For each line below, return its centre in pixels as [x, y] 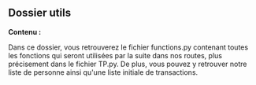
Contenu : [25, 31]
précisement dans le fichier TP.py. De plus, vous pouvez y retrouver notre [128, 64]
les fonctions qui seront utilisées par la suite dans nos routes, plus [115, 55]
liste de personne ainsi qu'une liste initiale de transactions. [103, 72]
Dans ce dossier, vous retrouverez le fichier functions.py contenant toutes [128, 47]
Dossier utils [40, 13]
